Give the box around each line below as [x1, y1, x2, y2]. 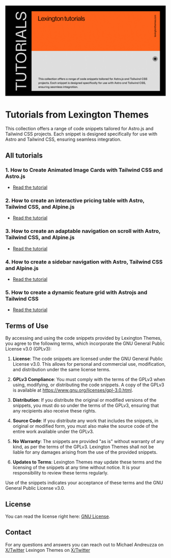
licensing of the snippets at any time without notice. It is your [12, 464, 141, 471]
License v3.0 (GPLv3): [5, 346, 52, 352]
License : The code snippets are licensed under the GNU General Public [12, 356, 163, 362]
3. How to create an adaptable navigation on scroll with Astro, [5, 227, 161, 234]
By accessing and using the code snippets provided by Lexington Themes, [5, 335, 162, 341]
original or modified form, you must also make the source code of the [12, 423, 158, 429]
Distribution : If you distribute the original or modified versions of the [12, 397, 157, 403]
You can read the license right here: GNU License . [5, 513, 110, 519]
